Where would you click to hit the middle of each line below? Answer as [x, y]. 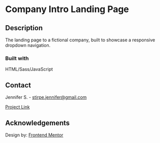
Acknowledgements [37, 123]
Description [24, 28]
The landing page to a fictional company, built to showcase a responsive [80, 40]
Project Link [18, 107]
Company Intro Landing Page [67, 9]
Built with [17, 58]
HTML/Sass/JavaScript [29, 69]
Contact [18, 85]
